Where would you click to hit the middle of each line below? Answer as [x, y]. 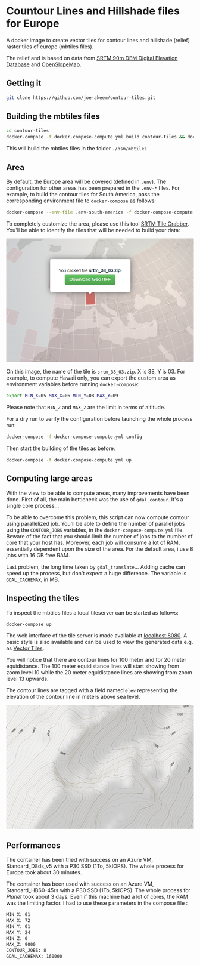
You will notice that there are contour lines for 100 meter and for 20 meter [96, 660]
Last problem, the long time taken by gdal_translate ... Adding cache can [96, 567]
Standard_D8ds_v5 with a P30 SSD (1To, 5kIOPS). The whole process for [95, 866]
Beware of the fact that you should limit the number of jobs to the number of [99, 536]
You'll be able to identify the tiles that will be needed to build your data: [93, 230]
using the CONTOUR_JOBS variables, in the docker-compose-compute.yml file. [95, 530]
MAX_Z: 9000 [21, 945]
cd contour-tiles [28, 131]
